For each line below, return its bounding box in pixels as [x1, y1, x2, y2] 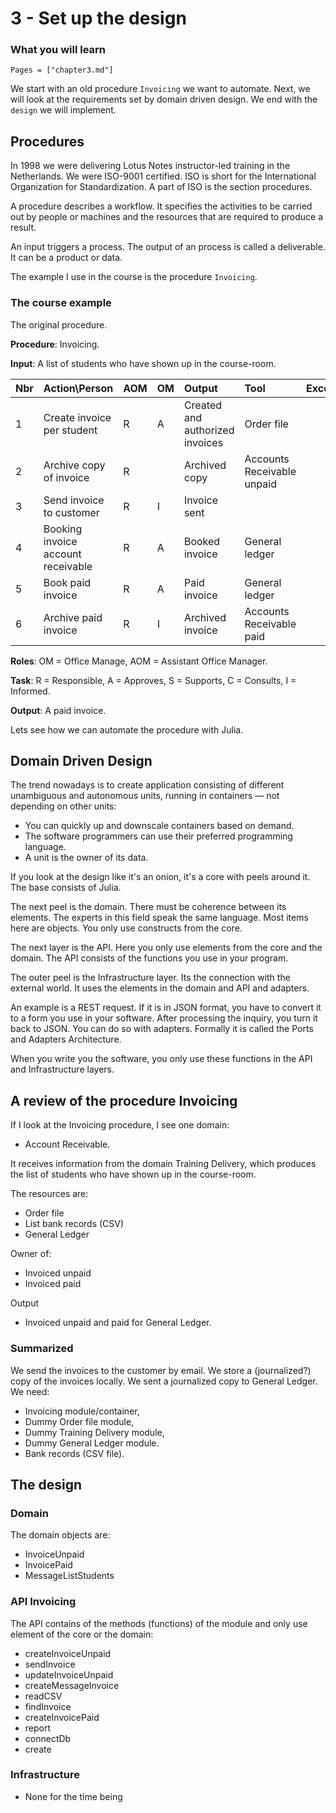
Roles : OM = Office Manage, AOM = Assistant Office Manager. [10, 655, 268, 667]
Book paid [43, 575, 92, 589]
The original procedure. [10, 318, 108, 331]
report [24, 1722, 52, 1734]
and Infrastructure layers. [10, 1063, 115, 1076]
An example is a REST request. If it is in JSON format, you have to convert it [10, 1002, 322, 1014]
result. [10, 222, 37, 234]
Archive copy [43, 458, 106, 472]
